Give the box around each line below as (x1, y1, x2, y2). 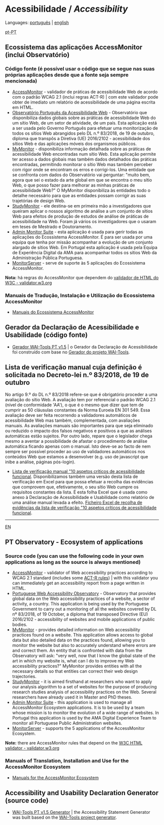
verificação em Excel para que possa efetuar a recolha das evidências (12, 478, 154, 484)
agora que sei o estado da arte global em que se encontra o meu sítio (12, 177, 152, 183)
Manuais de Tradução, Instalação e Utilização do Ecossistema (5, 292, 155, 299)
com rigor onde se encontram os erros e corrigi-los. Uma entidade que (12, 166, 155, 172)
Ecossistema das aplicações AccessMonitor (5, 43, 143, 52)
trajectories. (12, 674, 37, 680)
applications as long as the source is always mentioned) (5, 558, 141, 565)
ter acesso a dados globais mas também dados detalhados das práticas (12, 156, 157, 162)
